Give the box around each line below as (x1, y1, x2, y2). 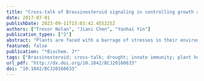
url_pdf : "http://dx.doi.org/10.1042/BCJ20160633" (6, 60, 137, 66)
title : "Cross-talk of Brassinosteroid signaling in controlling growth (6, 9, 194, 15)
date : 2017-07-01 (6, 15, 50, 21)
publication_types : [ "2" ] (6, 32, 72, 38)
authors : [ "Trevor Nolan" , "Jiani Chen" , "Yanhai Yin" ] (6, 26, 151, 32)
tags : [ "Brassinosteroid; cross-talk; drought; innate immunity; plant (6, 54, 191, 60)
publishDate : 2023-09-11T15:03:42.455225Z (6, 20, 115, 26)
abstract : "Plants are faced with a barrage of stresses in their (6, 37, 178, 43)
